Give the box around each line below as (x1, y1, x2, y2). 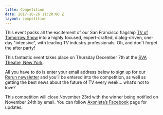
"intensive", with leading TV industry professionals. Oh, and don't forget (14, 40, 158, 46)
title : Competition (5, 7, 45, 12)
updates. (5, 104, 23, 110)
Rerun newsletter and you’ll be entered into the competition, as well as (5, 74, 146, 80)
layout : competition (5, 16, 47, 21)
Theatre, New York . (5, 59, 44, 66)
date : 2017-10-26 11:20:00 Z (5, 12, 64, 17)
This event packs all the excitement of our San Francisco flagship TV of (5, 30, 148, 36)
